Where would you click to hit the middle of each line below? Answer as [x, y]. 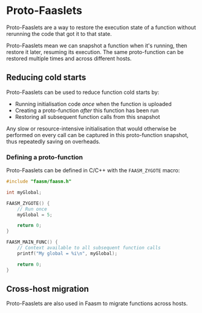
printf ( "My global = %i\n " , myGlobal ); [67, 253]
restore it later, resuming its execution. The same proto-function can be [95, 52]
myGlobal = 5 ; [35, 215]
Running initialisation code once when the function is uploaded [93, 104]
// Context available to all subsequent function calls [89, 248]
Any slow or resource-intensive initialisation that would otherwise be [91, 129]
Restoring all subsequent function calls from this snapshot [87, 116]
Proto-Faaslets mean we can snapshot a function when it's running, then [97, 45]
